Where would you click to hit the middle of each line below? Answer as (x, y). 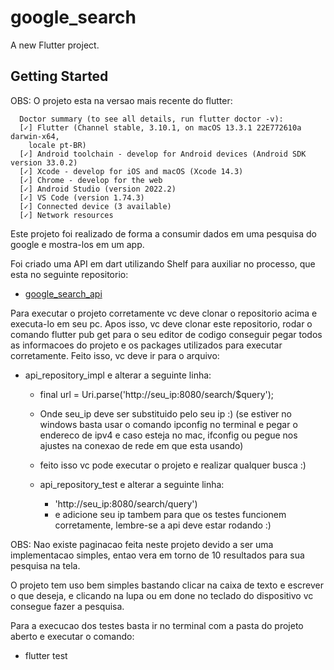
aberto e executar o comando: (72, 636)
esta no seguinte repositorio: (69, 274)
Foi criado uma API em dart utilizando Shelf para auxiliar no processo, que (163, 263)
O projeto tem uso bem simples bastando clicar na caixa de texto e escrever (167, 585)
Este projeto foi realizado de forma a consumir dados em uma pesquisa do (163, 233)
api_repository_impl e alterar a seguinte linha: (118, 375)
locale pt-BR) (57, 145)
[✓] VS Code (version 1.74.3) (82, 197)
